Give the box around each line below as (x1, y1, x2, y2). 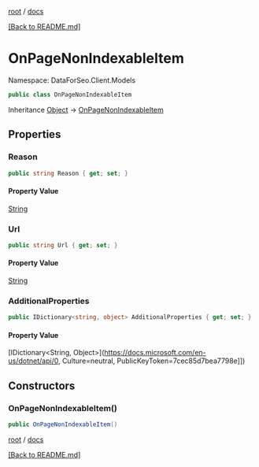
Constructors (8, 379, 76, 392)
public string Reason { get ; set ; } (8, 169, 128, 177)
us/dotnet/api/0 (8, 356, 59, 365)
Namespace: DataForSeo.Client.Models (8, 75, 136, 85)
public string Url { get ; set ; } (8, 241, 118, 249)
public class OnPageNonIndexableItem (8, 91, 132, 98)
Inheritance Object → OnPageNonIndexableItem (8, 105, 164, 114)
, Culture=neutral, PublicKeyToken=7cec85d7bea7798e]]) (57, 356, 246, 365)
